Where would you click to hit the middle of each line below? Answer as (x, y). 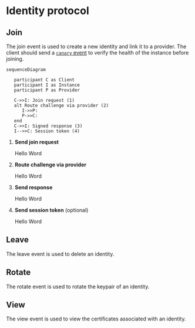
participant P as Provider (47, 90)
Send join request (36, 142)
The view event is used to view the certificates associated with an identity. (96, 319)
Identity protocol (48, 11)
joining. (15, 59)
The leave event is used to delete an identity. (60, 254)
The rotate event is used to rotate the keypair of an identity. (78, 286)
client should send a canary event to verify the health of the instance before (97, 53)
